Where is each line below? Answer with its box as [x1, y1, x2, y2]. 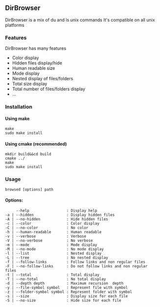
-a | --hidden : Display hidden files [5, 212, 115, 217]
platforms [5, 22, 24, 28]
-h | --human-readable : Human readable [5, 229, 102, 234]
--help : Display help [16, 208, 97, 213]
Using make [5, 115, 30, 121]
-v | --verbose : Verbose [5, 234, 87, 239]
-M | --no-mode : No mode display [5, 246, 104, 251]
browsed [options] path [5, 187, 54, 192]
